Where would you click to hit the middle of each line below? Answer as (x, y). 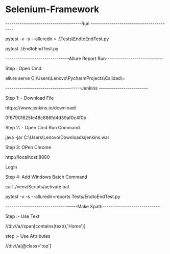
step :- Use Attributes (28, 236)
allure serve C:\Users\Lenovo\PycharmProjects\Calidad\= (65, 78)
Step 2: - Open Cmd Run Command (43, 127)
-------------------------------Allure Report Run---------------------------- (84, 58)
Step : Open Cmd (23, 68)
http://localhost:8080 (28, 157)
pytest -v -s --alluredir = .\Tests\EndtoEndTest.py (57, 39)
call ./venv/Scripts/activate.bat (38, 186)
